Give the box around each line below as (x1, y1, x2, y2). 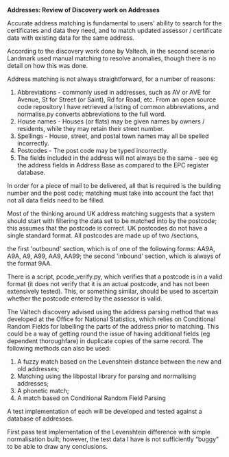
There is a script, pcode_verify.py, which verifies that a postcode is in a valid (7, 272, 223, 281)
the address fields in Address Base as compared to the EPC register (16, 161, 209, 169)
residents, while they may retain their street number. (16, 125, 165, 132)
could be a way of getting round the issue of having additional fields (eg (7, 329, 210, 338)
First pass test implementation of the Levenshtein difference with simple (7, 428, 211, 436)
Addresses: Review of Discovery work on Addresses (7, 6, 160, 14)
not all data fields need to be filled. (7, 196, 105, 204)
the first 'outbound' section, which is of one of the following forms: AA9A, (7, 245, 216, 253)
